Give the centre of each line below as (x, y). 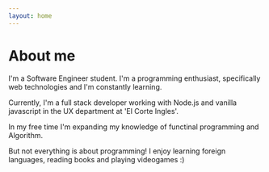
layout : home (30, 16)
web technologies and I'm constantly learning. (85, 86)
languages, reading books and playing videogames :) (97, 159)
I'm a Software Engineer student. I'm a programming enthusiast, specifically (134, 78)
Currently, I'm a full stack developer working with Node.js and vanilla (122, 103)
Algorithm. (25, 135)
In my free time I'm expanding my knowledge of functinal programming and (134, 127)
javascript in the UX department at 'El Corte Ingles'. (94, 111)
